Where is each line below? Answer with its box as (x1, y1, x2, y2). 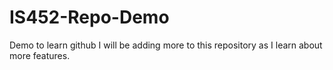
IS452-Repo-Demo (9, 6, 170, 29)
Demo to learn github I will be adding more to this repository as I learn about (9, 39, 323, 51)
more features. (9, 49, 71, 61)
